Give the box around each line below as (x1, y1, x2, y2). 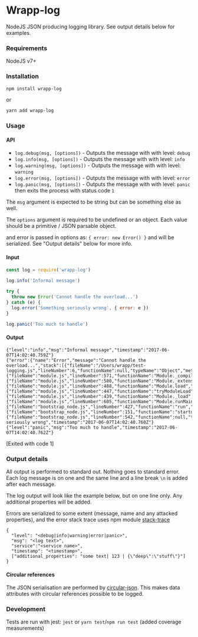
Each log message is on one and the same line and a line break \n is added (6, 474, 188, 481)
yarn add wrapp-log (6, 107, 54, 114)
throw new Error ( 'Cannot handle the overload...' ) (11, 294, 138, 300)
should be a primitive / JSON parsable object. (6, 223, 117, 230)
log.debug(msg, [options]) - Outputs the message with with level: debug (14, 149, 190, 156)
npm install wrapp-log (6, 86, 62, 92)
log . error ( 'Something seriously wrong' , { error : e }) (11, 305, 149, 311)
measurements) (6, 625, 44, 632)
